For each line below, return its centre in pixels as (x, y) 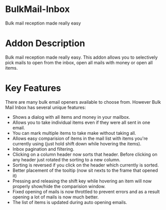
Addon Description (45, 43)
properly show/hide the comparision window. (59, 186)
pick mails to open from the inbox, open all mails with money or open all (79, 62)
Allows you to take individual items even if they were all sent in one (81, 122)
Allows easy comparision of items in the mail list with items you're (80, 138)
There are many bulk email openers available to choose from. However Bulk (83, 102)
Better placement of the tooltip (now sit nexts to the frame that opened (85, 170)
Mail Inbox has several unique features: (45, 107)
